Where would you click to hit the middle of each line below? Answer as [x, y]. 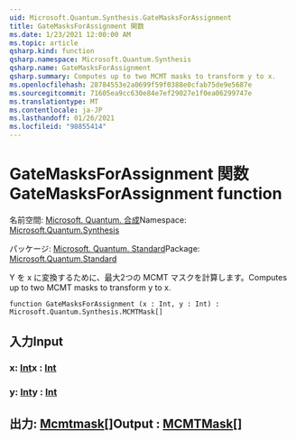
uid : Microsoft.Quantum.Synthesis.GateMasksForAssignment [120, 18]
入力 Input [36, 342]
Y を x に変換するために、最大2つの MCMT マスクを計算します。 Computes [148, 277]
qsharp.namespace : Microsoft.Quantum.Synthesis [101, 60]
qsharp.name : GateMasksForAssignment [80, 69]
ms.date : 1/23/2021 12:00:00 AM [70, 34]
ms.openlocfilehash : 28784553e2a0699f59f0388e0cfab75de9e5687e [131, 85]
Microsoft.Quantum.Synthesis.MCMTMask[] [87, 312]
